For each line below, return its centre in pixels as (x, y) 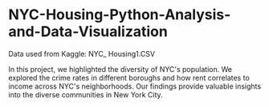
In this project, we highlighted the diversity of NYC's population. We (120, 69)
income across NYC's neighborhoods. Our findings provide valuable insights (135, 86)
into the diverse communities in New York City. (86, 94)
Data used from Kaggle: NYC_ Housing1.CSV (82, 53)
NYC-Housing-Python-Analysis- (120, 15)
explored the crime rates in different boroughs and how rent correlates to (129, 77)
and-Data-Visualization (88, 32)
